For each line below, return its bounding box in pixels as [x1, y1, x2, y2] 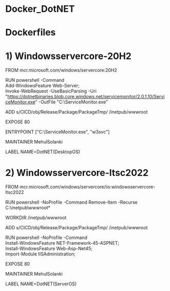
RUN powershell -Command [5, 77, 65, 83]
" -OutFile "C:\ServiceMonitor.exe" [35, 99, 109, 105]
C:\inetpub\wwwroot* [5, 205, 51, 211]
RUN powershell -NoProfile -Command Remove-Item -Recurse [5, 199, 138, 206]
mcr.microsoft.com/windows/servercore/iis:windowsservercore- [19, 184, 156, 190]
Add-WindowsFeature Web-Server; [5, 83, 80, 89]
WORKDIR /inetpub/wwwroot [5, 214, 67, 221]
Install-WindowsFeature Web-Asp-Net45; [5, 245, 93, 252]
